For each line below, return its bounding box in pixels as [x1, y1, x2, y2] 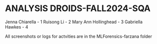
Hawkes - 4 [5, 24, 29, 29]
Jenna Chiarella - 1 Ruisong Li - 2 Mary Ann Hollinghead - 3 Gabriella [5, 19, 143, 25]
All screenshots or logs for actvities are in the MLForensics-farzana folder [5, 33, 152, 39]
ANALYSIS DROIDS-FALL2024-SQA [5, 3, 151, 14]
